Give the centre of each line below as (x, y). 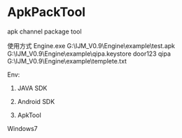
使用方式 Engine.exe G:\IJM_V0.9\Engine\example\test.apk (91, 45)
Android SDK (36, 101)
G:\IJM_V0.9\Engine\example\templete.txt (67, 61)
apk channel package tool (44, 31)
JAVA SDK (32, 88)
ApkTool (29, 115)
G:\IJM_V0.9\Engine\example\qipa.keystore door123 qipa (89, 54)
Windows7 (22, 128)
